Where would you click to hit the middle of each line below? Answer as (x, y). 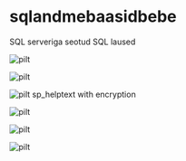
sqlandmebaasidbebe (93, 17)
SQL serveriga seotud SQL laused (73, 42)
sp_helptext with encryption (84, 94)
